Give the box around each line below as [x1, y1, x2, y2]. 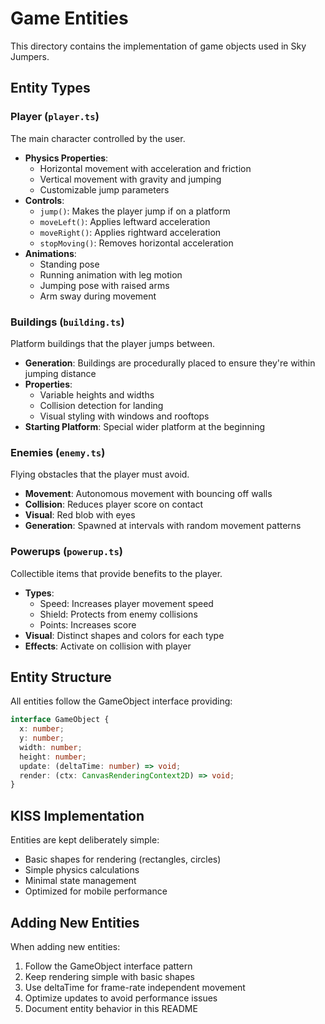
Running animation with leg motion [39, 268, 183, 281]
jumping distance [24, 367, 97, 379]
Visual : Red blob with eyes [24, 509, 136, 521]
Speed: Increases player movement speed [39, 597, 214, 609]
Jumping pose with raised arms [39, 279, 170, 291]
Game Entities [10, 7, 129, 30]
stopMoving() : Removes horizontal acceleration [39, 237, 234, 249]
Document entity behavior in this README [24, 1002, 198, 1014]
